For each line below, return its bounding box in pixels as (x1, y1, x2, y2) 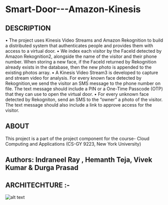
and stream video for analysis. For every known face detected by (5, 75, 142, 81)
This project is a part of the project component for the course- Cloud (5, 135, 150, 142)
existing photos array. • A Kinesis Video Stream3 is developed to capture (5, 70, 159, 76)
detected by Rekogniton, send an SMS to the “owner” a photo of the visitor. (5, 96, 163, 102)
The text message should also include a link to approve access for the (5, 102, 152, 108)
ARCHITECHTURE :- (5, 181, 70, 189)
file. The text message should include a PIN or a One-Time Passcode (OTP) (5, 86, 163, 92)
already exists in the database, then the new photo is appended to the (5, 64, 152, 70)
